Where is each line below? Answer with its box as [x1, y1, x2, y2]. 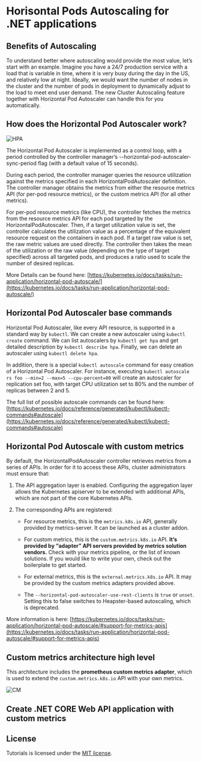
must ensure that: [6, 470, 50, 477]
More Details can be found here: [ [6, 271, 89, 278]
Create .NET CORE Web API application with [6, 704, 174, 714]
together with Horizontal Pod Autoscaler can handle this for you [6, 95, 164, 102]
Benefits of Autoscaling [6, 41, 97, 51]
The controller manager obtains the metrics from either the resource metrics [6, 184, 195, 191]
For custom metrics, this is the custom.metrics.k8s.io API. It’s [23, 536, 178, 543]
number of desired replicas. [6, 259, 75, 267]
